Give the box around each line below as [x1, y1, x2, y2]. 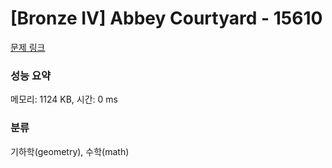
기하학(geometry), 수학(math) [10, 145, 130, 157]
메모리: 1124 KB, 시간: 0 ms [10, 93, 118, 106]
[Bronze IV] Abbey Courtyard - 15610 [10, 7, 323, 30]
